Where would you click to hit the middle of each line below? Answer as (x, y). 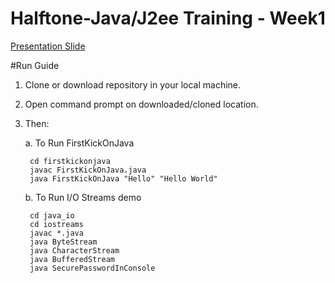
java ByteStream (63, 242)
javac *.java (56, 233)
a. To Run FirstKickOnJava (79, 143)
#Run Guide (35, 65)
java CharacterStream (74, 250)
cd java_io (52, 215)
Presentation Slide (48, 46)
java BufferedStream (72, 259)
